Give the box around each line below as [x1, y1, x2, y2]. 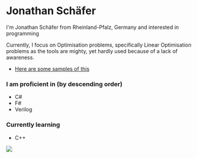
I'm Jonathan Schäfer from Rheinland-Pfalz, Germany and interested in [6, 24, 179, 31]
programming [6, 29, 40, 37]
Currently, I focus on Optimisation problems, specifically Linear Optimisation [6, 41, 192, 48]
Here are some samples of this [14, 65, 90, 72]
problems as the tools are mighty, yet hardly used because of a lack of [6, 47, 178, 54]
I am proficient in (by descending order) [6, 80, 123, 88]
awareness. [6, 54, 34, 61]
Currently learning [6, 121, 60, 129]
